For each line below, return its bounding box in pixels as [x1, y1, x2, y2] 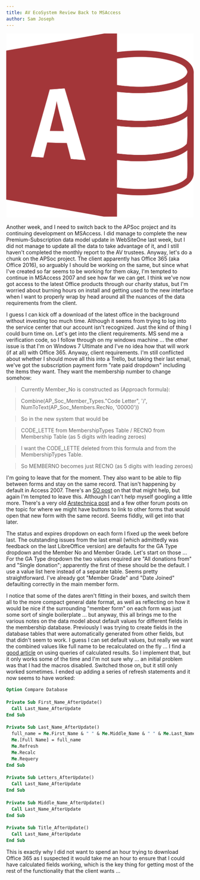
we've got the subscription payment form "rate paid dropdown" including [6, 362, 186, 369]
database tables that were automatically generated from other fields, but [6, 630, 184, 638]
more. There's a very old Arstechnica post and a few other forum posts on [6, 499, 188, 506]
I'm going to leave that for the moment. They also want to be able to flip [6, 474, 182, 481]
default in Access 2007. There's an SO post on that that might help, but [6, 487, 180, 494]
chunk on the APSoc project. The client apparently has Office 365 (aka [6, 255, 180, 262]
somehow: [6, 374, 32, 381]
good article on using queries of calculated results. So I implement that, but [6, 649, 190, 657]
